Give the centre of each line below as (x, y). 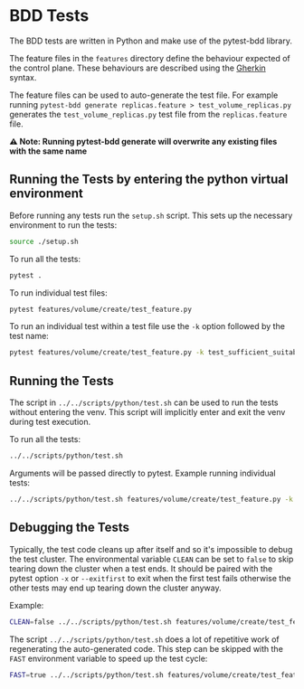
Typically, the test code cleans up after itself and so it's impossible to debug (151, 549)
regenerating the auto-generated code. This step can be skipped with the (146, 648)
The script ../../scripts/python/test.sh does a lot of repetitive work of (145, 639)
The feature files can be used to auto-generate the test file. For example (144, 95)
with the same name (48, 151)
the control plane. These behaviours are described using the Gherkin (138, 68)
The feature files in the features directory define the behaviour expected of (150, 58)
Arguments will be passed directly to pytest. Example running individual (142, 473)
